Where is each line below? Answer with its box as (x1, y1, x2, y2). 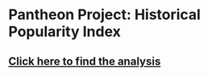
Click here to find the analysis (8, 54, 161, 68)
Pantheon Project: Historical (8, 6, 202, 24)
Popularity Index (8, 22, 121, 41)
